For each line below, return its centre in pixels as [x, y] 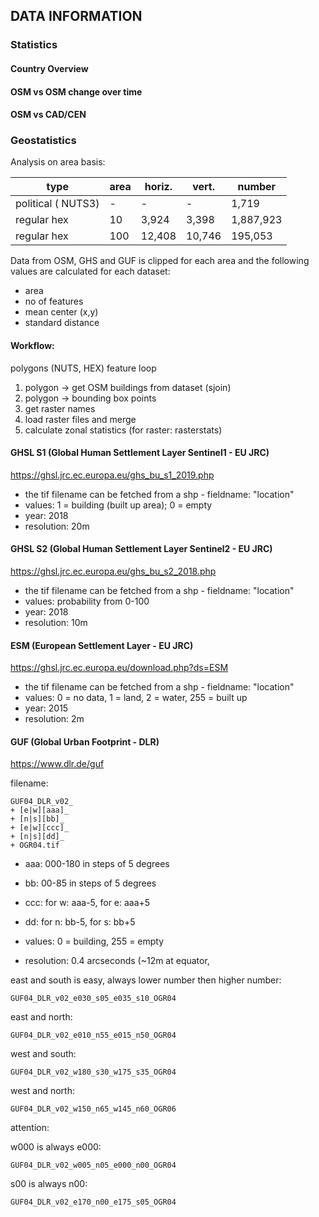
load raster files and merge [80, 419]
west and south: [43, 1054]
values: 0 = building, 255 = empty [94, 941]
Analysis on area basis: [58, 162]
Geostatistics [43, 141]
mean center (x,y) [61, 312]
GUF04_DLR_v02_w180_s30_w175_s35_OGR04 [93, 1072]
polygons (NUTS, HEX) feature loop [83, 368]
